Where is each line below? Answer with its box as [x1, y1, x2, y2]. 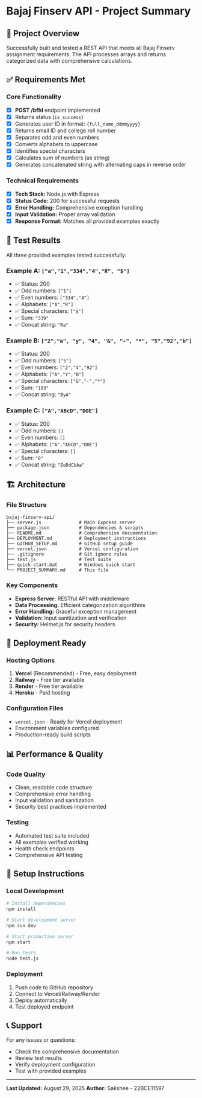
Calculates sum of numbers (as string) [14, 154, 110, 161]
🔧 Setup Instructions [6, 868, 85, 879]
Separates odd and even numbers [14, 133, 99, 141]
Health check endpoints [14, 844, 75, 852]
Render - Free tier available [14, 682, 83, 690]
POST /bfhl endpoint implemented [14, 106, 100, 114]
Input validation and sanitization [14, 797, 94, 804]
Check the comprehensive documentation [14, 1048, 119, 1055]
